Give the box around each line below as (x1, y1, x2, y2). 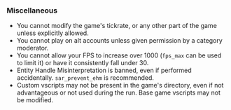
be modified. (16, 96, 54, 104)
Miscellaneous (6, 6, 57, 15)
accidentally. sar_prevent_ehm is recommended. (16, 74, 155, 82)
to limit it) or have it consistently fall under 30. (16, 59, 149, 67)
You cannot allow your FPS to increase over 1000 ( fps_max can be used (16, 51, 222, 60)
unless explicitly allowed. (16, 29, 89, 37)
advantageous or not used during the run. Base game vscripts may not (16, 88, 221, 97)
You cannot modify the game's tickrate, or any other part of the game (16, 22, 218, 30)
